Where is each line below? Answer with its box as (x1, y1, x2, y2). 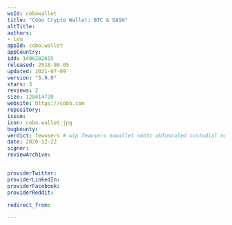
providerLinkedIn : (7, 176, 60, 183)
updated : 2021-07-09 (7, 68, 67, 75)
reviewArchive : (7, 151, 51, 159)
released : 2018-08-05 (7, 61, 70, 68)
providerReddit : (7, 189, 54, 196)
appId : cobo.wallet (7, 42, 64, 49)
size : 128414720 (7, 94, 54, 101)
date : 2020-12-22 (7, 139, 57, 146)
